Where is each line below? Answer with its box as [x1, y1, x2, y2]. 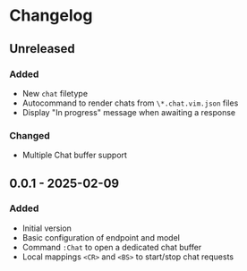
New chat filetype [21, 88, 88, 98]
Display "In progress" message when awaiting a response [21, 106, 235, 117]
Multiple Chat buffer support [21, 149, 128, 161]
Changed [9, 129, 51, 141]
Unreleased [9, 41, 76, 56]
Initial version [21, 223, 72, 233]
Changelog [9, 5, 93, 26]
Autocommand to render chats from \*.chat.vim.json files [21, 97, 239, 108]
